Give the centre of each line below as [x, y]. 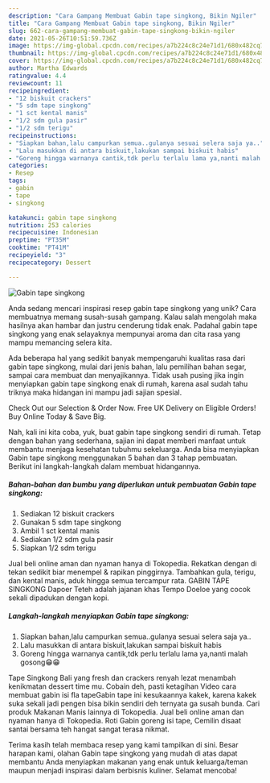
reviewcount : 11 [35, 83]
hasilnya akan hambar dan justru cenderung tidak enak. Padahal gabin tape [133, 325]
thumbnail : [27, 53]
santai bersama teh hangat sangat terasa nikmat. [89, 729]
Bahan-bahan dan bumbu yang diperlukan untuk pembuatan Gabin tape [133, 485]
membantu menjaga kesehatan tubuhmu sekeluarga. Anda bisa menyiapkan [134, 449]
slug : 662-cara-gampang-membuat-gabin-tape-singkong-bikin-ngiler [122, 31]
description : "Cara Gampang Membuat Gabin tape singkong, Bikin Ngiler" [133, 16]
